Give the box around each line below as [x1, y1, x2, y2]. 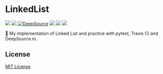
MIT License [5, 63, 31, 69]
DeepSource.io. [5, 35, 37, 41]
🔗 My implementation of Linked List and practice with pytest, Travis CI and [5, 30, 158, 36]
